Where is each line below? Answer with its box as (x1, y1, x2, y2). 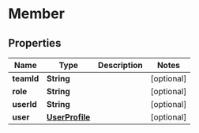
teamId (12, 73, 39, 84)
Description (97, 60, 144, 70)
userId (12, 99, 37, 109)
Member (8, 5, 66, 23)
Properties (8, 36, 62, 50)
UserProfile (46, 112, 91, 123)
